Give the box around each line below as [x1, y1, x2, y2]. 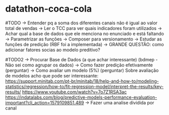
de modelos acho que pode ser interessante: [5, 72, 99, 79]
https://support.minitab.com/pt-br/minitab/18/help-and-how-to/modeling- [5, 78, 159, 84]
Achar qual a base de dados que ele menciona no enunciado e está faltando [5, 30, 164, 36]
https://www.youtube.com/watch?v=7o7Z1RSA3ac [22, 89, 127, 95]
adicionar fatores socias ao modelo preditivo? [5, 47, 100, 53]
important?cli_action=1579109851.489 [5, 99, 85, 105]
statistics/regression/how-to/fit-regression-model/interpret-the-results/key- [5, 83, 164, 89]
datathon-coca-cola [5, 3, 92, 15]
